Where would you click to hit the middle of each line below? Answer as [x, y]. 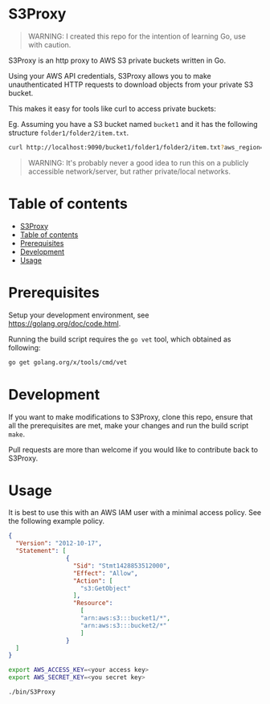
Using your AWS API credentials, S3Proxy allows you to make [110, 76]
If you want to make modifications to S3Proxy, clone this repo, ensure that [131, 417]
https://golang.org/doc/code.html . [65, 323]
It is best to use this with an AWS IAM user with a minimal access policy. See [135, 513]
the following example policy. [57, 521]
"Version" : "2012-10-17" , [59, 543]
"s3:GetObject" [105, 588]
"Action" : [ [93, 581]
